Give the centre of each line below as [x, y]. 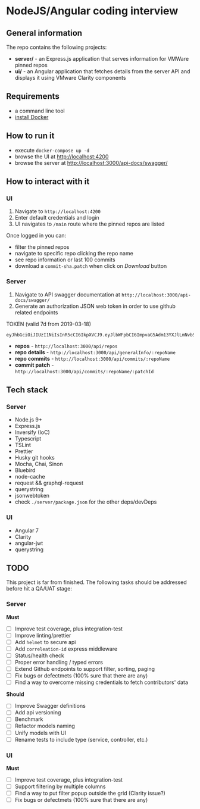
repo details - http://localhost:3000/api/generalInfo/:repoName [95, 352]
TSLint [23, 445]
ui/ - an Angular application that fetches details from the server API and [102, 71]
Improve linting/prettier [43, 635]
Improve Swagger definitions [50, 706]
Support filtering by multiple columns [60, 786]
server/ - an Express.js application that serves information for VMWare [102, 59]
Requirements [33, 96]
